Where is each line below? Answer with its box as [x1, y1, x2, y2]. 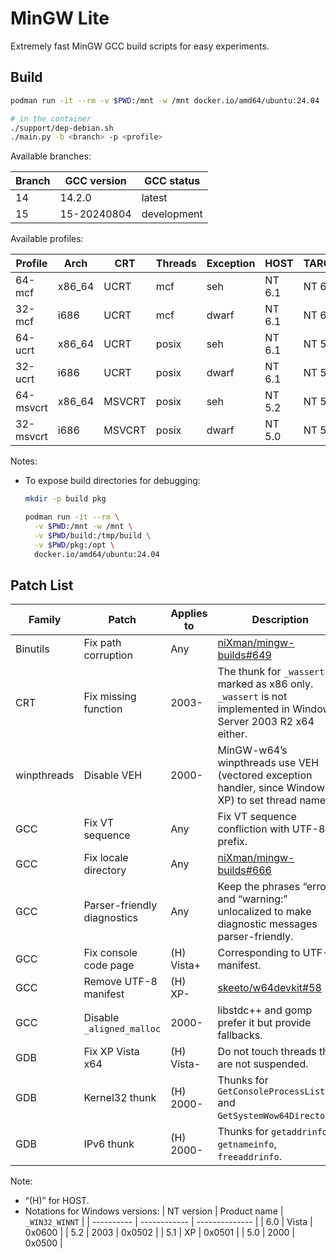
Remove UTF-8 [83, 975, 158, 989]
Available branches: [10, 150, 92, 162]
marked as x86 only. [217, 677, 314, 691]
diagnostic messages [217, 917, 318, 931]
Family [28, 613, 62, 627]
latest [141, 191, 168, 205]
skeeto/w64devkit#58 [217, 981, 322, 995]
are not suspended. [217, 1057, 309, 1071]
